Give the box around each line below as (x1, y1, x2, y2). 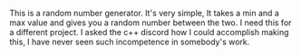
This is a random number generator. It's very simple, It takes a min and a (9, 8, 279, 18)
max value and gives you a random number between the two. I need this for (9, 17, 292, 28)
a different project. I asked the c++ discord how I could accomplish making (9, 27, 289, 37)
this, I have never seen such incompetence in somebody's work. (9, 36, 250, 47)
